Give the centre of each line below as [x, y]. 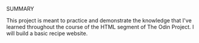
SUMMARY [20, 9]
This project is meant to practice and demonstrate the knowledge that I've [99, 20]
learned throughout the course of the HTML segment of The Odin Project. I [100, 27]
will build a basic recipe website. [47, 33]
